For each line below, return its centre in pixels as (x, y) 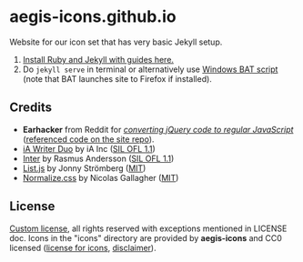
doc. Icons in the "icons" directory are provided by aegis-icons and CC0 (146, 237)
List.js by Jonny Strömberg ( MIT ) (84, 168)
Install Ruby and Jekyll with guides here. (98, 59)
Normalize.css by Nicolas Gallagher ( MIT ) (101, 177)
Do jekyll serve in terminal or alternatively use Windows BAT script (150, 69)
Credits (31, 108)
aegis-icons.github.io (93, 17)
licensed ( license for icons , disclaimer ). (83, 247)
